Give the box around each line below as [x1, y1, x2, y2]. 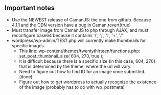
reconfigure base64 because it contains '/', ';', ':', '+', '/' [11, 32, 123, 38]
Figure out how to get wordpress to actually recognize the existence [19, 79, 157, 85]
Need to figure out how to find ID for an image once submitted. [19, 68, 146, 75]
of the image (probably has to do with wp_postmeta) [19, 84, 125, 90]
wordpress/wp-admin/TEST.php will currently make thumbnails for [11, 38, 146, 43]
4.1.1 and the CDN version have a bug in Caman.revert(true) [11, 22, 131, 28]
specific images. [11, 42, 45, 48]
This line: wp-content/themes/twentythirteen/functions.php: [19, 48, 140, 54]
